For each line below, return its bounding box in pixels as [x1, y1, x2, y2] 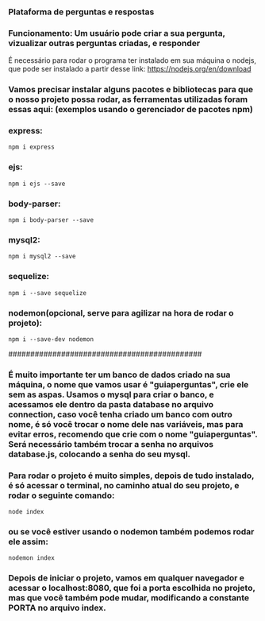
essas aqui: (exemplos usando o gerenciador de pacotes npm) [8, 104, 254, 115]
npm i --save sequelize [8, 289, 87, 297]
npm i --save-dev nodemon [8, 335, 94, 343]
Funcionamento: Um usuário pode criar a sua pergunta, [8, 27, 225, 38]
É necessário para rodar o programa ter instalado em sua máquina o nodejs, [8, 56, 256, 65]
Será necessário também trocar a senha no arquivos [8, 438, 214, 449]
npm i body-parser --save [8, 216, 94, 224]
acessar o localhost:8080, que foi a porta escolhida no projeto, [8, 583, 255, 594]
